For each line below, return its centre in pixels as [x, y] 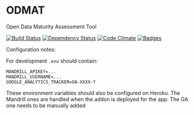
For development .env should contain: [52, 61]
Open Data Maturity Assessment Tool [51, 27]
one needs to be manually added [46, 105]
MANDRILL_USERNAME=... [34, 77]
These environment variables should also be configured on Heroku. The [93, 93]
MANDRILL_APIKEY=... [31, 71]
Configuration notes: [31, 49]
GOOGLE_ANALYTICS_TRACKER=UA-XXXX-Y [51, 82]
